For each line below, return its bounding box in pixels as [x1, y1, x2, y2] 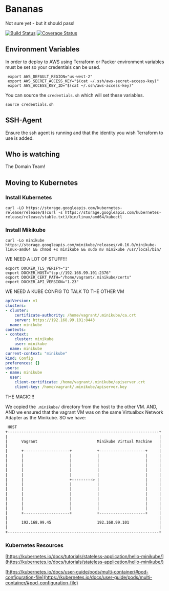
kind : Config [5, 356, 33, 361]
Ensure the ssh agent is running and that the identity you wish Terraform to [5, 130, 163, 136]
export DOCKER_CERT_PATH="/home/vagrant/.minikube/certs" [5, 275, 132, 280]
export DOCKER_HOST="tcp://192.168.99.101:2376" [5, 270, 111, 275]
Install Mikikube [5, 226, 46, 233]
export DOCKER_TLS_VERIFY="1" [5, 266, 70, 271]
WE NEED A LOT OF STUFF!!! [5, 256, 67, 262]
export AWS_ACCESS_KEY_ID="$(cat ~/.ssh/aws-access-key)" [7, 83, 134, 88]
